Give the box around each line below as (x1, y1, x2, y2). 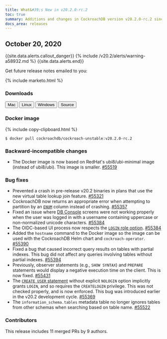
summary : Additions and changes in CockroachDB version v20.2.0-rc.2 (5, 16, 153, 21)
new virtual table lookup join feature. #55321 (12, 193, 104, 199)
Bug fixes (5, 176, 29, 183)
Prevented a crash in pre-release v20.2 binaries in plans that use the (12, 188, 153, 194)
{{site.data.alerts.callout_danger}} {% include (5, 53, 98, 59)
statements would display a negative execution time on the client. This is (12, 267, 161, 273)
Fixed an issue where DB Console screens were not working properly (12, 209, 155, 215)
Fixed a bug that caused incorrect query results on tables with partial (12, 246, 154, 252)
